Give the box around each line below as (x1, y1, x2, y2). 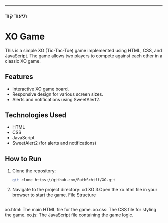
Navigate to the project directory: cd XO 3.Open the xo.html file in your (12, 187, 158, 193)
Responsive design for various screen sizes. (12, 91, 103, 97)
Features (5, 73, 33, 81)
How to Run (5, 154, 42, 163)
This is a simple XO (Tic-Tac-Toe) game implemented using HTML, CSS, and (5, 47, 162, 53)
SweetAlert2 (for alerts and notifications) (12, 140, 96, 146)
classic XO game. (5, 58, 41, 64)
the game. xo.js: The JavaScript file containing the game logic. (5, 212, 134, 218)
